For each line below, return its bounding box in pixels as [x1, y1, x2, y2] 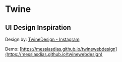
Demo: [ [5, 46, 22, 52]
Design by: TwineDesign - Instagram [5, 36, 80, 42]
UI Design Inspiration [5, 23, 71, 32]
